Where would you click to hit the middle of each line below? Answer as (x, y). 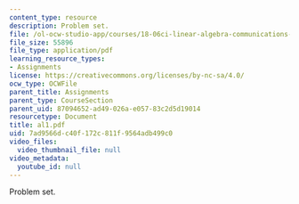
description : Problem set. (59, 26)
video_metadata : (39, 158)
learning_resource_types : (57, 59)
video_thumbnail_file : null (69, 150)
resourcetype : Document (53, 117)
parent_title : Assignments (59, 92)
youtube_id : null (49, 167)
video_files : (33, 142)
